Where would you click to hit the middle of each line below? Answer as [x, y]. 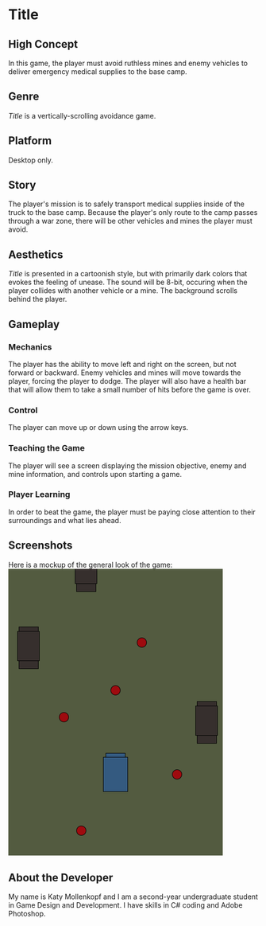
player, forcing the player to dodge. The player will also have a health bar [127, 381]
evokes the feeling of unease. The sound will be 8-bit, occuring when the [128, 282]
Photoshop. [27, 914]
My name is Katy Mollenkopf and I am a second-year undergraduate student [133, 897]
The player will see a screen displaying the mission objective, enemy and [127, 465]
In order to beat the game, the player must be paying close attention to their [132, 512]
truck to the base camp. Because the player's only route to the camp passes [133, 213]
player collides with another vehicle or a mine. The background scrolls [123, 291]
